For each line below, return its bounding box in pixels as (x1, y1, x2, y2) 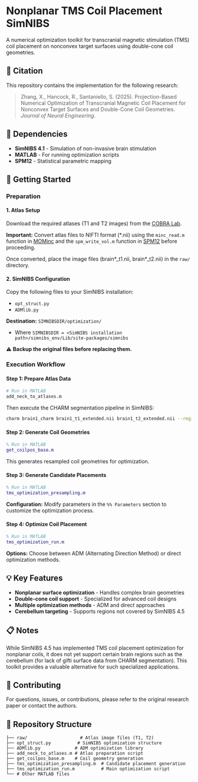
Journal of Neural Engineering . (20, 112, 96, 119)
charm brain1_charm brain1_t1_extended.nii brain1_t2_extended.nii (6, 416, 176, 422)
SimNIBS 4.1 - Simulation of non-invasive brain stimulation (14, 145, 156, 152)
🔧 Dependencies (6, 129, 68, 139)
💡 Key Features (6, 573, 63, 583)
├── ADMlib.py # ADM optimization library (6, 745, 144, 751)
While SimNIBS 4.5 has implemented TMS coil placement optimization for (6, 644, 184, 651)
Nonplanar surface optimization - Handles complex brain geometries (14, 589, 184, 596)
